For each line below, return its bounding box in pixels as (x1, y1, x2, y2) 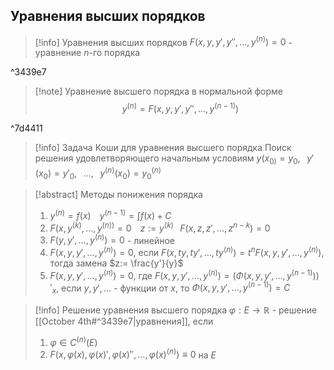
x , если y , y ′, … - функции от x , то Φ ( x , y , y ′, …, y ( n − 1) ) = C (51, 280, 291, 296)
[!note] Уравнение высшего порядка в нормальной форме (34, 85, 283, 98)
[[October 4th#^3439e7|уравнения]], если (34, 315, 214, 328)
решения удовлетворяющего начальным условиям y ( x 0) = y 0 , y (34, 152, 313, 166)
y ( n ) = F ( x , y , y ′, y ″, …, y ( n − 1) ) (121, 101, 240, 115)
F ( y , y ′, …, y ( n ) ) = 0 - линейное (49, 232, 176, 246)
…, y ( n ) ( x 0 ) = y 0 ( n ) (83, 165, 162, 181)
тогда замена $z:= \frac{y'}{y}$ (49, 257, 184, 269)
